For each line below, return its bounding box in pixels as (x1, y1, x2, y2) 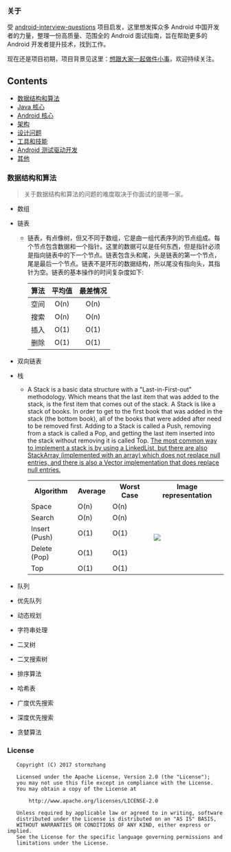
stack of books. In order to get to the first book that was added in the (27, 407, 223, 416)
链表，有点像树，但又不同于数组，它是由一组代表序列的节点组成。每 (27, 234, 221, 242)
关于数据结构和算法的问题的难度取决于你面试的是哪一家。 (23, 190, 187, 199)
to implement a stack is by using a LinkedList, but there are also (27, 444, 208, 452)
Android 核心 (16, 111, 54, 120)
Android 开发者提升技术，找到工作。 (7, 40, 110, 49)
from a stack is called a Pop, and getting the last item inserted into (27, 429, 215, 438)
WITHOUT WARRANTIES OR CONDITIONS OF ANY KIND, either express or (16, 821, 211, 829)
